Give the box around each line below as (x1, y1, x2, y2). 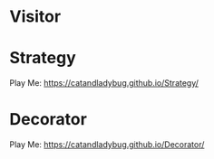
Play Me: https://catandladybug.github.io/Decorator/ (9, 139, 205, 150)
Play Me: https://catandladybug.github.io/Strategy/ (9, 78, 199, 89)
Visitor (9, 6, 62, 27)
